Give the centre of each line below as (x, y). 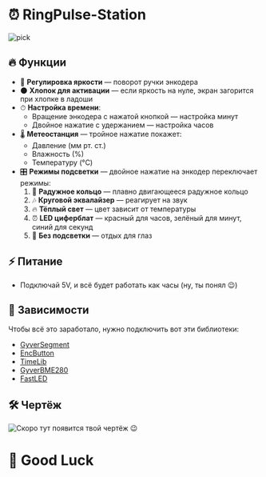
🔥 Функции (37, 63)
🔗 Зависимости (49, 310)
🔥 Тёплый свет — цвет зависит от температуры (114, 209)
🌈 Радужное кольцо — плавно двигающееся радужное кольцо (140, 191)
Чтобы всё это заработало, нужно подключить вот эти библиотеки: (124, 329)
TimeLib (33, 362)
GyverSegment (45, 345)
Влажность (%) (58, 154)
